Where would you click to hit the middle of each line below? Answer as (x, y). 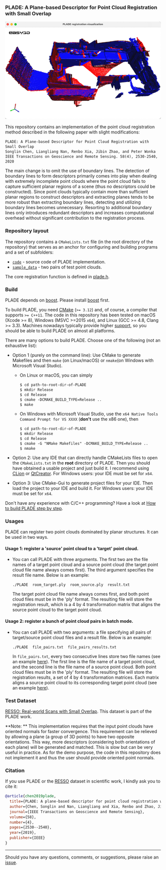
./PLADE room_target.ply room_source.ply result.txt (71, 585)
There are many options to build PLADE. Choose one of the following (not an (83, 340)
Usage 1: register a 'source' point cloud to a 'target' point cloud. (72, 548)
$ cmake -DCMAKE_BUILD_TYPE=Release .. (61, 399)
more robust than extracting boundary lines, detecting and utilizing (73, 202)
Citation (15, 770)
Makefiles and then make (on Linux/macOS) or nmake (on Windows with (83, 360)
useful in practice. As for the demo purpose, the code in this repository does (83, 752)
